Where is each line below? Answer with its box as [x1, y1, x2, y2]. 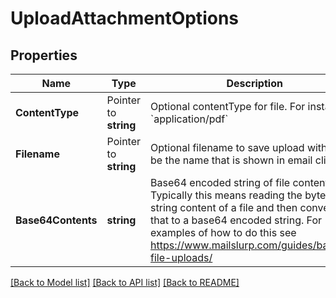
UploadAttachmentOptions [10, 7, 239, 30]
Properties [10, 47, 78, 64]
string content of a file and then [150, 201, 298, 214]
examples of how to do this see [150, 226, 297, 239]
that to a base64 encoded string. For [150, 213, 323, 227]
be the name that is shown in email [150, 153, 313, 167]
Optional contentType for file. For [150, 100, 306, 113]
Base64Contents [15, 213, 98, 227]
